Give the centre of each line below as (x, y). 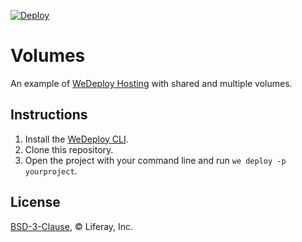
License (35, 202)
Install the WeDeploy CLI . (76, 139)
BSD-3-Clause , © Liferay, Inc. (72, 226)
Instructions (49, 115)
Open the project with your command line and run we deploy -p (155, 160)
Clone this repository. (69, 149)
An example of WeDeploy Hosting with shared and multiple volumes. (151, 83)
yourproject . (51, 171)
